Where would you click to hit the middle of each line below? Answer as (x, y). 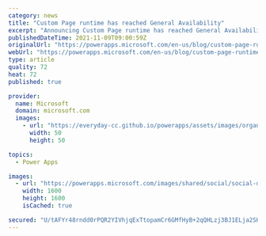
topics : (21, 154)
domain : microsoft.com (53, 111)
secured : (23, 220)
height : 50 (47, 140)
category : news (33, 15)
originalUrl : (30, 45)
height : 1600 (44, 199)
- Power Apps (37, 162)
